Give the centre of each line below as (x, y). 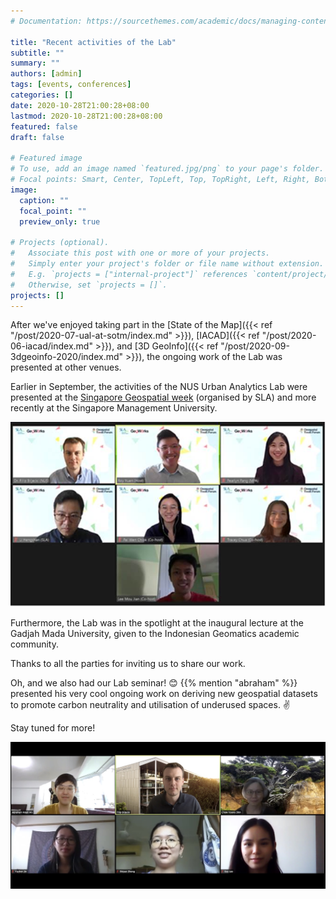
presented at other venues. (66, 367)
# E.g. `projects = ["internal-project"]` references (129, 274)
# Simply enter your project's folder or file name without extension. (167, 264)
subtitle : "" (37, 53)
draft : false (37, 137)
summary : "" (35, 63)
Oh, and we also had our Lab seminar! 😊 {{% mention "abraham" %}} (154, 682)
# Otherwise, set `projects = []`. (89, 285)
